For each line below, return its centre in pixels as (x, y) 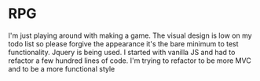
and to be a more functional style (62, 68)
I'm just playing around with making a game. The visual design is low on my (130, 35)
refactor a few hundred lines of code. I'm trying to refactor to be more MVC (130, 61)
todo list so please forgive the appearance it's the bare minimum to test (123, 43)
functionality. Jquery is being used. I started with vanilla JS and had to (122, 52)
